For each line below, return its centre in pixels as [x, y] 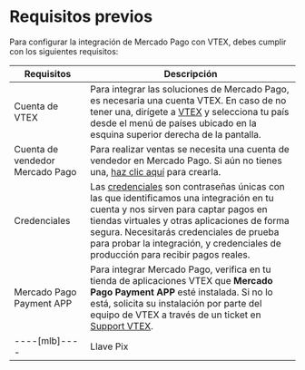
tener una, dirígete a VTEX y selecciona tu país [190, 112]
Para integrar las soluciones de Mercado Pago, [190, 89]
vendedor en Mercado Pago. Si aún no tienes [187, 161]
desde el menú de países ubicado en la [173, 122]
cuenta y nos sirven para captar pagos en [179, 209]
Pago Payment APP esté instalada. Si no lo [182, 292]
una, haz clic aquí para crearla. [156, 171]
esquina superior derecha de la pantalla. [176, 134]
